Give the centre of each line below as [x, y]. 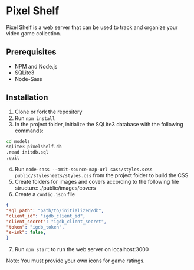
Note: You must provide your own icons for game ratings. [75, 261]
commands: [29, 131]
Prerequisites [31, 52]
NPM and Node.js [36, 66]
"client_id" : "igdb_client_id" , [46, 216]
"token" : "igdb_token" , [35, 227]
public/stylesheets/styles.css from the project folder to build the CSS [101, 175]
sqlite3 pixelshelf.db [34, 147]
